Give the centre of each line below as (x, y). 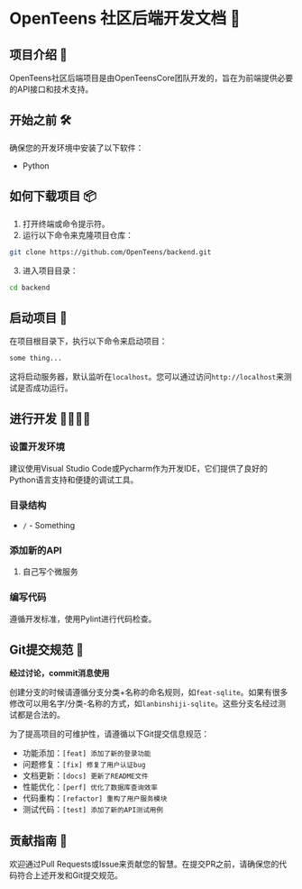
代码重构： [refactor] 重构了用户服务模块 (95, 798)
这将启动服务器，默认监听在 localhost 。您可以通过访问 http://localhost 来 (146, 377)
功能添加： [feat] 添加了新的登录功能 (87, 753)
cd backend (30, 288)
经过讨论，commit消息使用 (59, 674)
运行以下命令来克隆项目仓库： (78, 234)
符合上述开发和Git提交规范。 (70, 875)
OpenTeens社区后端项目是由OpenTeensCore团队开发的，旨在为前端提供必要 (151, 78)
